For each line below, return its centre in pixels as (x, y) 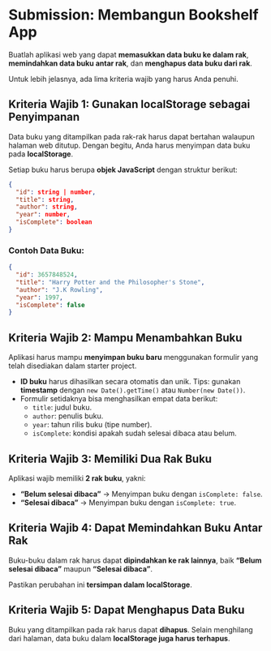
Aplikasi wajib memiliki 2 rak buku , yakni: (77, 478)
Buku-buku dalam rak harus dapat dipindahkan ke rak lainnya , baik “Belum (135, 560)
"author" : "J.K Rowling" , (60, 289)
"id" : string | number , (56, 192)
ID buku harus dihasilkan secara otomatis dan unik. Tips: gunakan (130, 382)
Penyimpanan (44, 117)
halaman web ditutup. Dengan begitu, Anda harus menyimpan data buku (129, 145)
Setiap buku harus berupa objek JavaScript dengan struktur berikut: (123, 169)
